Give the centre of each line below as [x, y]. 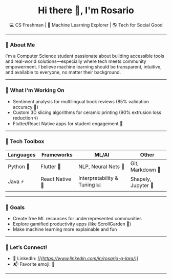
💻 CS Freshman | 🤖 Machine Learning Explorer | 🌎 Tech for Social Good [86, 25]
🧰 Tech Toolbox [25, 142]
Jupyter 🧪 [142, 185]
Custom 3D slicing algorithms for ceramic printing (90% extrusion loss [87, 112]
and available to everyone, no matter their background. [63, 72]
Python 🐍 [19, 167]
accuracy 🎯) [25, 107]
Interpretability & [99, 178]
